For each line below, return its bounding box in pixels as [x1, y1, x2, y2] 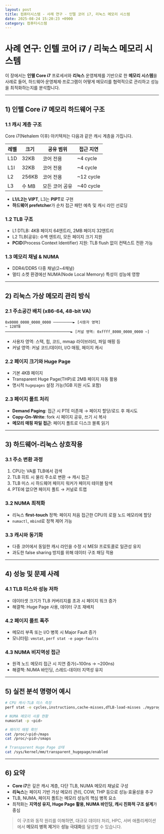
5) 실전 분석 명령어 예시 [5, 687, 71, 695]
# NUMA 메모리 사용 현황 [5, 714, 49, 719]
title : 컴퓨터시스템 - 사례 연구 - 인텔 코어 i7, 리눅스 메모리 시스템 [5, 12, 130, 17]
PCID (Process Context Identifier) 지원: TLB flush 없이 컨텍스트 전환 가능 [12, 240, 153, 246]
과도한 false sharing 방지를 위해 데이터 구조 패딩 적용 [12, 550, 114, 556]
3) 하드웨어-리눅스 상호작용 [5, 440, 83, 449]
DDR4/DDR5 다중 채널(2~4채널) [12, 265, 75, 271]
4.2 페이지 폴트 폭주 [5, 617, 49, 624]
